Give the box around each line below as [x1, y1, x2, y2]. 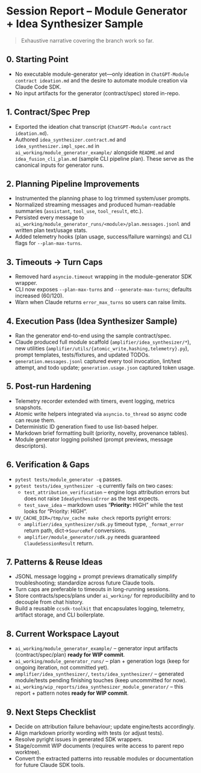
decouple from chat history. [14, 598, 84, 606]
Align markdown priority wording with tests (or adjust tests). [14, 730, 164, 737]
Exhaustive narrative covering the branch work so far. [20, 37, 155, 44]
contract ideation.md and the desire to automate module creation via [14, 76, 188, 84]
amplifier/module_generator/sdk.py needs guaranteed [23, 533, 160, 540]
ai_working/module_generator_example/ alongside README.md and [14, 149, 175, 156]
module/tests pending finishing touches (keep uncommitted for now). [14, 677, 187, 684]
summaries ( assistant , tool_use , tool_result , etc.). [14, 208, 143, 215]
